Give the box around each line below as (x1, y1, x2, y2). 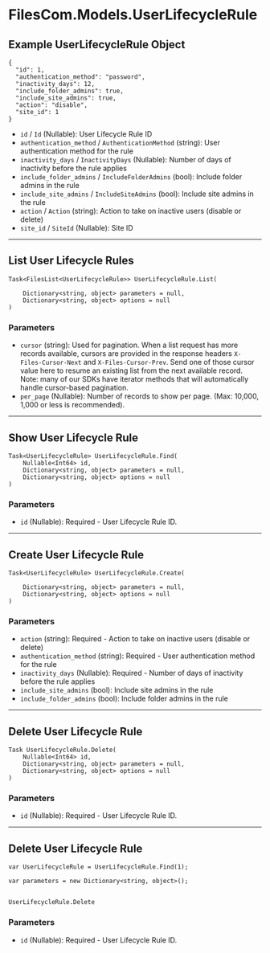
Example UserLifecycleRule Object (8, 38, 186, 51)
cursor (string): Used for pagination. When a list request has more (19, 340, 239, 350)
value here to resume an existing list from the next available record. (19, 366, 243, 375)
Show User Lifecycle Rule (8, 431, 139, 444)
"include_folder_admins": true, (15, 87, 125, 95)
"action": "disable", (15, 101, 88, 109)
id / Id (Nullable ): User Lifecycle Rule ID (19, 129, 153, 138)
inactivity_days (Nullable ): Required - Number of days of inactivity (19, 669, 243, 678)
